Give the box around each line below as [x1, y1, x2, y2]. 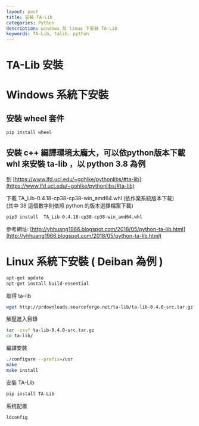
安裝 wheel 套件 [6, 113, 64, 123]
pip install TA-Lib [6, 391, 55, 397]
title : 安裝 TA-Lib [6, 14, 53, 20]
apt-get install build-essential [6, 281, 89, 287]
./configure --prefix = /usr [6, 356, 73, 362]
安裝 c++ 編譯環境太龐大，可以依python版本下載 [6, 147, 186, 158]
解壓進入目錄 [6, 315, 38, 322]
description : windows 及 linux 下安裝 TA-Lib [6, 25, 118, 32]
